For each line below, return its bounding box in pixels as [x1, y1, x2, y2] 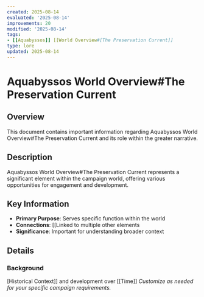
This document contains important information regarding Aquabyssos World [7, 128, 198, 135]
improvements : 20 [7, 20, 51, 26]
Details [7, 245, 34, 256]
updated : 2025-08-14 [7, 49, 60, 55]
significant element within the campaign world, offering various [7, 175, 166, 182]
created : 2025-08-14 [7, 9, 60, 15]
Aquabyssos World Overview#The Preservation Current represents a [7, 168, 180, 175]
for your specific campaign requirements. [7, 284, 111, 292]
